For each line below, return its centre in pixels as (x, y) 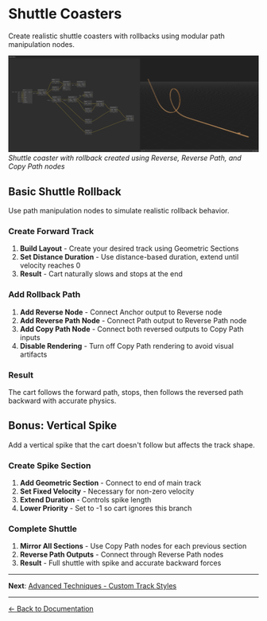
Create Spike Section (50, 465)
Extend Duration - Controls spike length (85, 500)
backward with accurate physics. (62, 401)
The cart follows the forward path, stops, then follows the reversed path (126, 393)
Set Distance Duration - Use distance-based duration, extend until (129, 257)
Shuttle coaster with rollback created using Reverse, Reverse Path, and (125, 158)
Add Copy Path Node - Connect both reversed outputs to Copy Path (132, 329)
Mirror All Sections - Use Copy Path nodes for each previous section (133, 546)
